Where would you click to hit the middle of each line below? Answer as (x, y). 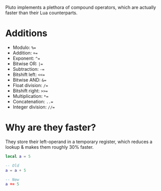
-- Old (12, 166)
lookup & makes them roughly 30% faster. (50, 147)
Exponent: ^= (26, 58)
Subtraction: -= (29, 69)
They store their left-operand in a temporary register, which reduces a (79, 142)
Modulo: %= (24, 47)
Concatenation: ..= (33, 101)
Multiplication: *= (30, 96)
